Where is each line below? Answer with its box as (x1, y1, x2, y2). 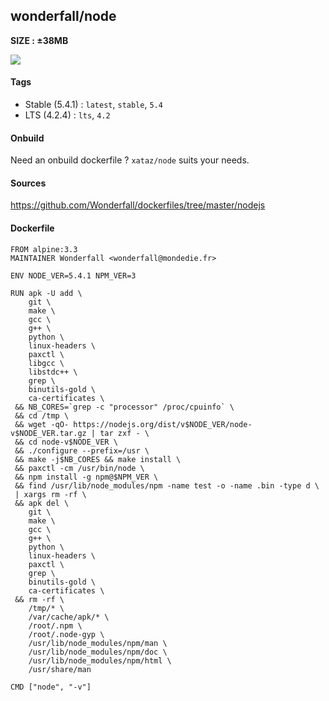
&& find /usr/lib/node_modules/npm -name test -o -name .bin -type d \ (14, 480, 320, 491)
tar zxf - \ (99, 428, 150, 438)
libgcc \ (28, 358, 65, 368)
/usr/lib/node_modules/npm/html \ (28, 655, 172, 666)
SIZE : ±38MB (10, 34, 69, 46)
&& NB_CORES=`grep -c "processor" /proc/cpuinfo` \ (14, 402, 235, 412)
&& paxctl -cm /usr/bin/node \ (14, 463, 145, 473)
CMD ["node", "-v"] (10, 682, 92, 692)
